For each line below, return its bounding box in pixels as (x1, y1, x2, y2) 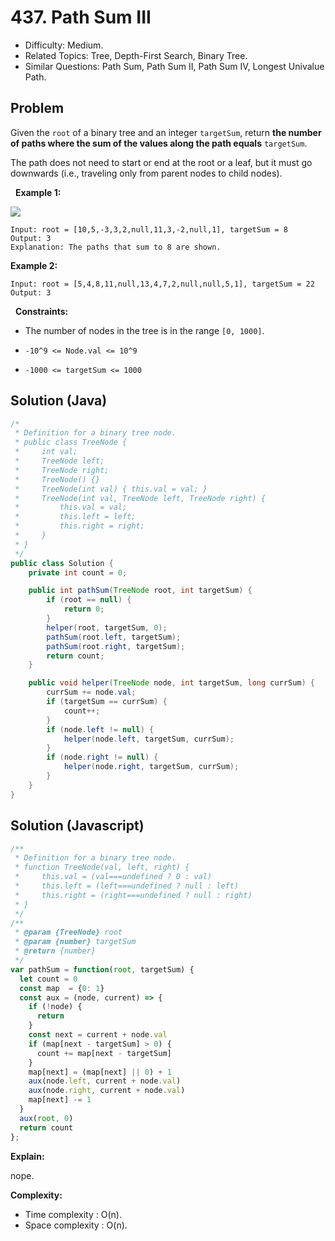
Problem (10, 100, 65, 117)
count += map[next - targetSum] (36, 1048, 172, 1058)
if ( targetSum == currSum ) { (46, 697, 168, 707)
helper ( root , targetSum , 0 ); (46, 622, 168, 633)
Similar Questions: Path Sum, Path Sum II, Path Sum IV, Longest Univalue (24, 60, 325, 72)
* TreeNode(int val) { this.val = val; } (14, 484, 208, 494)
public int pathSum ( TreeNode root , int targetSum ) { (28, 586, 253, 596)
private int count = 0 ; (28, 567, 128, 578)
